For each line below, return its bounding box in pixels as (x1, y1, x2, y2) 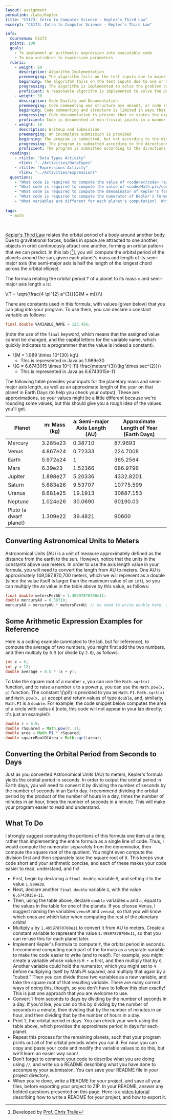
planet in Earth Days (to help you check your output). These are (5, 389, 139, 395)
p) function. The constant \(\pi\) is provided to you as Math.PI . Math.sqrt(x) (5, 689, 165, 695)
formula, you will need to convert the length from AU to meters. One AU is (5, 566, 161, 573)
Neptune (8, 497, 29, 505)
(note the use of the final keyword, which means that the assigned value (5, 331, 160, 337)
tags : (5, 208, 17, 214)
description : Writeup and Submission (18, 127, 100, 132)
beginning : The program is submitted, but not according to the (18, 136, 159, 141)
